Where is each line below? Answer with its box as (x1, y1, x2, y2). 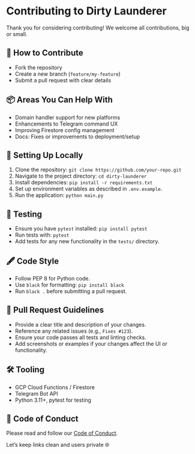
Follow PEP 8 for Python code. (14, 275, 91, 282)
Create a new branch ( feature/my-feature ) (14, 70, 121, 77)
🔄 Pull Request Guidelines (6, 305, 104, 315)
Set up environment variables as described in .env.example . (14, 185, 163, 193)
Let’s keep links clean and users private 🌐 (6, 441, 110, 449)
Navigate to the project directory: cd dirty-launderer (14, 172, 147, 180)
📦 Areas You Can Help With (6, 95, 113, 105)
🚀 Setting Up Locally (6, 150, 83, 160)
